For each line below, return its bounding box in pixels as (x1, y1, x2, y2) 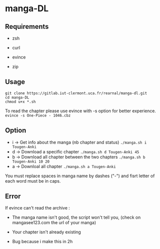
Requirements (5, 22, 49, 31)
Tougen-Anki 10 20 (12, 159, 50, 164)
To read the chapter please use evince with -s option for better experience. (5, 108, 156, 114)
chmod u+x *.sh (5, 99, 36, 104)
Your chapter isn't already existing (12, 229, 81, 235)
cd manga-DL (5, 95, 29, 100)
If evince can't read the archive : (5, 205, 70, 211)
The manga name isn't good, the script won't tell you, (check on (12, 214, 141, 220)
